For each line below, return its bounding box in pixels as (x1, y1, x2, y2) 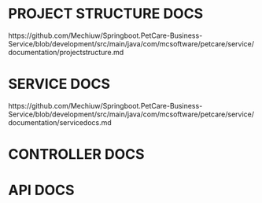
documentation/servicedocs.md (8, 117, 112, 127)
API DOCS (8, 182, 75, 199)
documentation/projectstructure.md (8, 47, 124, 57)
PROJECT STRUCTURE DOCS (8, 5, 203, 23)
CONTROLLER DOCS (8, 146, 145, 164)
